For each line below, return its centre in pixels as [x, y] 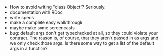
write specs [22, 17]
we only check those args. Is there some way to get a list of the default [82, 43]
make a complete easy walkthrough [46, 22]
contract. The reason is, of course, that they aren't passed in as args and [84, 38]
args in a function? [29, 48]
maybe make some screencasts [42, 28]
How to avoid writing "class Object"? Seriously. [58, 7]
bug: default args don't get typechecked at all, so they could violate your [84, 33]
